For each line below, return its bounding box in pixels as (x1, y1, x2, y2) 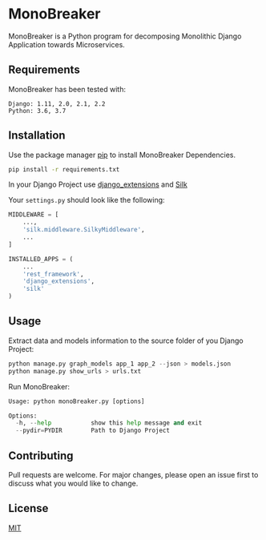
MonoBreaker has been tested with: (8, 84, 127, 94)
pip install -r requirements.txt (8, 165, 120, 173)
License (8, 502, 49, 515)
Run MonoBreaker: (8, 381, 71, 391)
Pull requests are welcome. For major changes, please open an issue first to (8, 469, 259, 479)
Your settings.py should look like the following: (8, 195, 166, 205)
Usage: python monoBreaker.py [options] (8, 397, 146, 405)
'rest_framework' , (22, 270, 84, 278)
